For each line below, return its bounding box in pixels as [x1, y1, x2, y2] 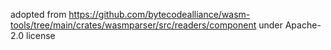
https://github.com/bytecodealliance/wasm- [68, 9, 251, 20]
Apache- [284, 19, 322, 31]
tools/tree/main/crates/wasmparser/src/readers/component [10, 19, 257, 31]
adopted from [10, 9, 67, 20]
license [25, 30, 56, 41]
